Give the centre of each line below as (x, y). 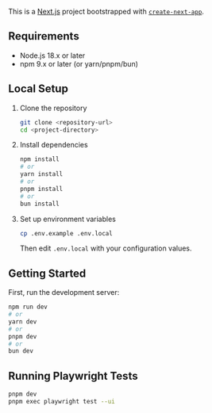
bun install (39, 204)
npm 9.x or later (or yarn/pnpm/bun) (79, 63)
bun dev (21, 351)
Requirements (44, 36)
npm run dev (28, 307)
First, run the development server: (64, 293)
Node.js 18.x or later (52, 55)
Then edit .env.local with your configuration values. (106, 248)
